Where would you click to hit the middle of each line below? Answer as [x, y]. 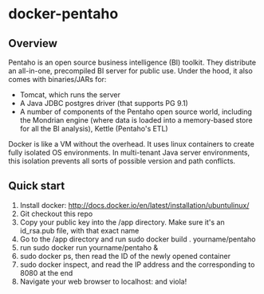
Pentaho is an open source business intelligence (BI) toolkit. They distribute [132, 62]
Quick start [37, 186]
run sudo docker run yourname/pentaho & [89, 247]
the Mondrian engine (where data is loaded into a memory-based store [136, 120]
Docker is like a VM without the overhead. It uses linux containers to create [132, 144]
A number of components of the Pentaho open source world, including [136, 112]
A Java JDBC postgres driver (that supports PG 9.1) [104, 103]
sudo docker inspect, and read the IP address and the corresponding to [137, 265]
